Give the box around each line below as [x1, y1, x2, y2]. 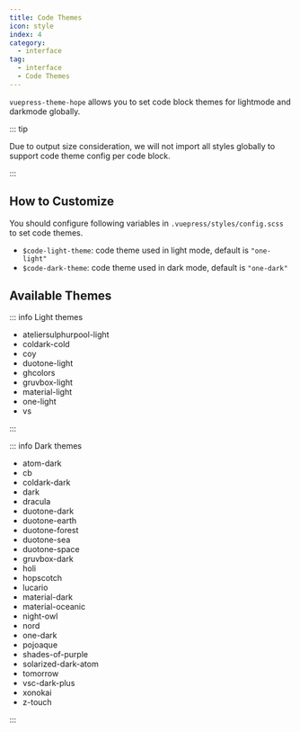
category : [9, 38, 47, 48]
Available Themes [9, 288, 112, 303]
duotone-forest [22, 525, 79, 536]
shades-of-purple [22, 649, 88, 660]
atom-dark [22, 458, 62, 469]
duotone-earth [22, 515, 77, 526]
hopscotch [22, 573, 63, 584]
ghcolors [22, 368, 56, 379]
